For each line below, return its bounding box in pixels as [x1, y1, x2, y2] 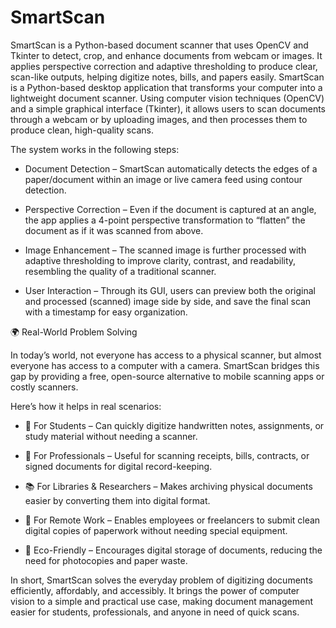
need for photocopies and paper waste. [24, 554, 188, 566]
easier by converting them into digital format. [24, 494, 211, 506]
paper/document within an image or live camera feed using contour [24, 173, 303, 185]
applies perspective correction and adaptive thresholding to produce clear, [10, 60, 318, 72]
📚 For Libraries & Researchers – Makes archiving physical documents [24, 480, 313, 492]
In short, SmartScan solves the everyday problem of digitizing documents [10, 574, 313, 586]
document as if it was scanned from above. [24, 224, 204, 236]
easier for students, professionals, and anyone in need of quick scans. [10, 606, 300, 618]
